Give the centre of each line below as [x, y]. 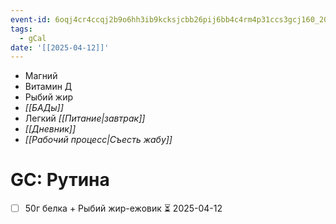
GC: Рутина [60, 180]
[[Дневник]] [50, 129]
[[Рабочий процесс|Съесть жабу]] [98, 140]
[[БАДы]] [44, 108]
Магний [41, 76]
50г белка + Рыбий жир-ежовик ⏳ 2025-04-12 [123, 208]
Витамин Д [48, 87]
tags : [21, 29]
